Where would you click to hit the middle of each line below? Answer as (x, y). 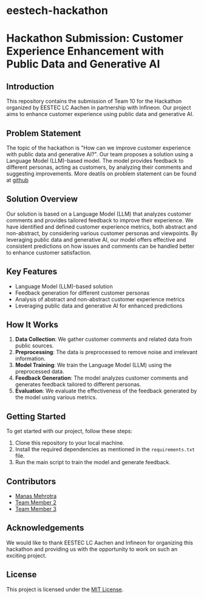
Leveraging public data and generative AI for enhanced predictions (99, 306)
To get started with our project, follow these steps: (69, 431)
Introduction (30, 87)
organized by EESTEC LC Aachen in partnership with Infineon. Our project (99, 108)
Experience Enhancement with (85, 51)
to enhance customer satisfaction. (49, 252)
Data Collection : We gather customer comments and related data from (104, 339)
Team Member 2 (36, 502)
